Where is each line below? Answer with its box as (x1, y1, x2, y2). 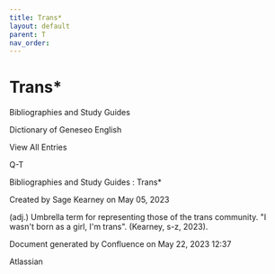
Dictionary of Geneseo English (9, 124, 122, 135)
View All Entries (9, 142, 67, 153)
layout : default (9, 22, 70, 31)
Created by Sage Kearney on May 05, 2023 (9, 195, 170, 205)
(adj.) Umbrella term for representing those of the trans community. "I (9, 212, 267, 223)
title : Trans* (9, 13, 63, 23)
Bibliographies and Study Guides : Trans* (9, 177, 162, 187)
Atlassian (9, 256, 43, 267)
